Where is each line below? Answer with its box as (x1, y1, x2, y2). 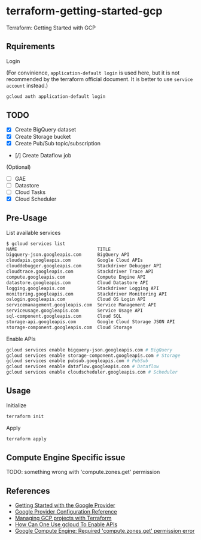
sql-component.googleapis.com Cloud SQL (6, 314, 121, 320)
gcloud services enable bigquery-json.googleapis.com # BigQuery (6, 347, 172, 353)
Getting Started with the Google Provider (14, 502, 115, 509)
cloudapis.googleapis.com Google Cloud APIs (6, 257, 144, 264)
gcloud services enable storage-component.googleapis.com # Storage (6, 353, 181, 359)
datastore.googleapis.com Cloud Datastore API (6, 279, 148, 286)
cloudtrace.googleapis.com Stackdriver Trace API (6, 268, 154, 275)
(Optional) (6, 163, 31, 171)
